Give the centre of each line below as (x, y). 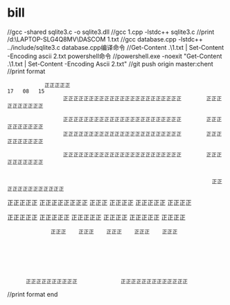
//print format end (33, 294)
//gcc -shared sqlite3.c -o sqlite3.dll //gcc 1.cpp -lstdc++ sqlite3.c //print (111, 32)
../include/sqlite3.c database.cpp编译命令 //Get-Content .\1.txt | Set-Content (115, 47)
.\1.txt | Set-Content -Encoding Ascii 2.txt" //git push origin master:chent (110, 64)
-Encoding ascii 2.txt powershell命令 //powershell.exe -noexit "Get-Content (115, 56)
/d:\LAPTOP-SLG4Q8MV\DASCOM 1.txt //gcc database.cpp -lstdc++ (105, 39)
